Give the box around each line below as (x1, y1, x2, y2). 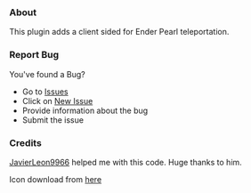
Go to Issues (21, 86, 69, 97)
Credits (9, 136, 42, 149)
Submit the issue (21, 114, 85, 125)
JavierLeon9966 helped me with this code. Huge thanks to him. (9, 157, 242, 167)
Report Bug (9, 49, 60, 61)
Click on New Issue (21, 95, 93, 106)
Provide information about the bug (21, 105, 149, 116)
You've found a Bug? (9, 68, 86, 79)
